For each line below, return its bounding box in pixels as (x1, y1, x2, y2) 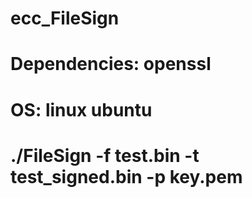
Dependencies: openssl (10, 53, 212, 76)
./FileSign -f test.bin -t (10, 144, 200, 167)
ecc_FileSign (10, 7, 120, 30)
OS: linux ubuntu (10, 98, 153, 121)
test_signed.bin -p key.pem (10, 165, 243, 188)
